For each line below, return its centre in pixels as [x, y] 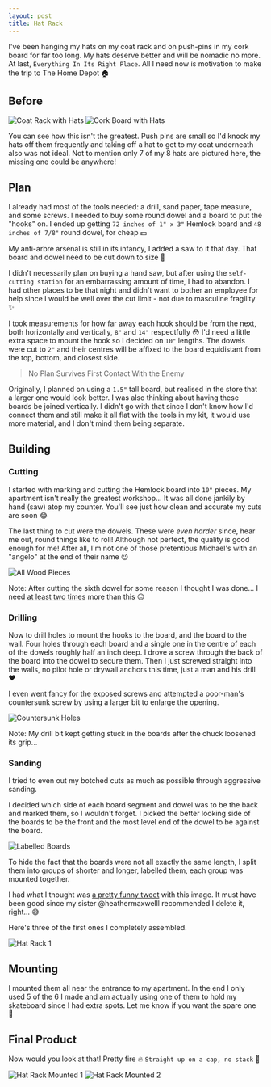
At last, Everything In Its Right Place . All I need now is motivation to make [135, 63]
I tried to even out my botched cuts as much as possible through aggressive [134, 781]
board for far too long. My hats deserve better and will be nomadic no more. [134, 55]
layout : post [30, 16]
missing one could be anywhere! [63, 162]
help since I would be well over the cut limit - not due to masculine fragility [132, 299]
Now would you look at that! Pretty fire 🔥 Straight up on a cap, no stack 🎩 [134, 1059]
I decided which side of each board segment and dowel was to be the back [133, 805]
